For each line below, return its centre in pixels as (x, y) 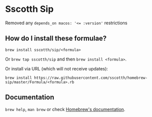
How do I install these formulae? (56, 38)
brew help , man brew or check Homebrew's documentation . (65, 109)
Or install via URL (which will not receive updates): (57, 68)
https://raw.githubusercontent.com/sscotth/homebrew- (91, 78)
